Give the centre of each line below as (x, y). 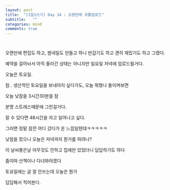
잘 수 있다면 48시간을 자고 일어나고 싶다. (45, 118)
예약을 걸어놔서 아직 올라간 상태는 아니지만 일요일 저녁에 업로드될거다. (75, 64)
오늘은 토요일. (19, 75)
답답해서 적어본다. (23, 182)
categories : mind (24, 24)
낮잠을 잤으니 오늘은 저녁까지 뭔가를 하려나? (49, 139)
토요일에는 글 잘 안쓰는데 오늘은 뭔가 (41, 172)
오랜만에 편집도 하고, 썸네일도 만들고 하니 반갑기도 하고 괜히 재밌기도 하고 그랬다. (85, 53)
